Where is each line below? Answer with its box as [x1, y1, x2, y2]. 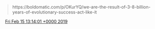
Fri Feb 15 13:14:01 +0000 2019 [4, 19, 68, 24]
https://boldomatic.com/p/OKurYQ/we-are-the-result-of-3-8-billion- [12, 4, 151, 10]
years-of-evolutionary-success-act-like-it [12, 9, 97, 15]
